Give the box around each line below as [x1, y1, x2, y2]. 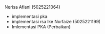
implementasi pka [11, 14, 47, 19]
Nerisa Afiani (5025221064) [4, 4, 61, 10]
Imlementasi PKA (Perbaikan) [11, 24, 71, 30]
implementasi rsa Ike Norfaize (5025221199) [11, 19, 101, 24]
